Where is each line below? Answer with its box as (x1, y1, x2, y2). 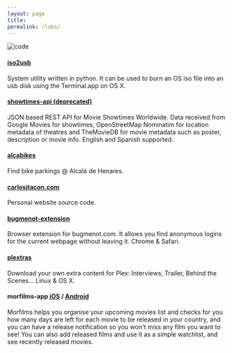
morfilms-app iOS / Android (7, 292, 89, 301)
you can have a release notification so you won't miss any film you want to (7, 322, 221, 331)
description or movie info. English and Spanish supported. (7, 135, 174, 143)
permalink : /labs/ (7, 23, 61, 30)
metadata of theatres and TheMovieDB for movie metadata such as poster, (7, 127, 222, 136)
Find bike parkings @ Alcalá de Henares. (7, 166, 124, 175)
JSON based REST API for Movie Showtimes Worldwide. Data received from (7, 113, 226, 121)
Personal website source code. (7, 199, 96, 207)
